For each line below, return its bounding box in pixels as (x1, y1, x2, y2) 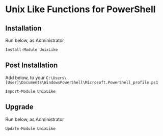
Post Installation (5, 61, 58, 70)
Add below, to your (5, 74, 45, 80)
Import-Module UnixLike (5, 89, 56, 94)
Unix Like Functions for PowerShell (5, 4, 156, 15)
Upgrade (5, 103, 34, 112)
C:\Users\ (45, 75, 67, 80)
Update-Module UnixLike (5, 126, 56, 131)
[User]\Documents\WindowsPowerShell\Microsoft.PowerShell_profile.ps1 (5, 80, 158, 85)
